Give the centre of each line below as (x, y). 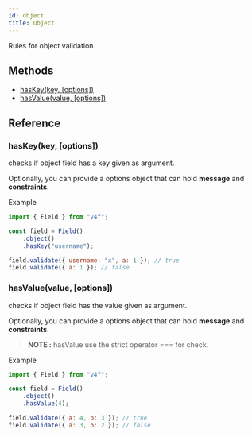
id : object (26, 15)
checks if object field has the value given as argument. (98, 305)
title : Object (32, 23)
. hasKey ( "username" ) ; (58, 246)
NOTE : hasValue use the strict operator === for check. (118, 344)
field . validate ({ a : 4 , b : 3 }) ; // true (78, 418)
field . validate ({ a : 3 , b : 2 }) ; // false (79, 425)
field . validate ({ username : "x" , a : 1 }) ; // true (94, 260)
